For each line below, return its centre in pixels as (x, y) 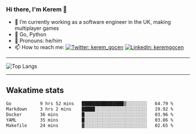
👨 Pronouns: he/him (38, 41)
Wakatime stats (35, 90)
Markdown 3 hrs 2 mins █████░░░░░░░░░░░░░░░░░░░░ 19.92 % (90, 109)
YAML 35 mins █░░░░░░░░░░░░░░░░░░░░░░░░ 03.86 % (90, 120)
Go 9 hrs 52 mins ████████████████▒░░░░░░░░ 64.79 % (90, 104)
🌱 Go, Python (30, 35)
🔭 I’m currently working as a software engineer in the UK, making (92, 22)
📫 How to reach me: (39, 47)
